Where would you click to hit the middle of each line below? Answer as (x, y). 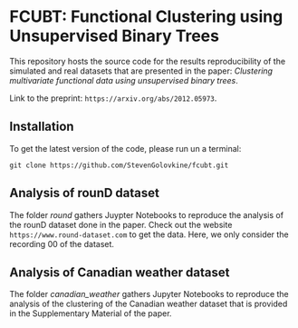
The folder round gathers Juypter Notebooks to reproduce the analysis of (146, 214)
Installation (42, 127)
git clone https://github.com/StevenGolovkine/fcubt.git (119, 165)
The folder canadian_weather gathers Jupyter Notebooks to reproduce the (149, 294)
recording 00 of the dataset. (62, 244)
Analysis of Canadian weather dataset (120, 272)
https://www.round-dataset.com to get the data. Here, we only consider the (149, 234)
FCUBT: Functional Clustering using (146, 17)
